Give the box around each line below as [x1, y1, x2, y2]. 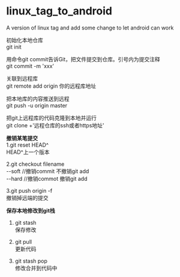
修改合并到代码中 [14, 264, 58, 272]
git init [6, 43, 22, 50]
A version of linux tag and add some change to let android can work [6, 24, 174, 31]
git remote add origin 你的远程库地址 [6, 82, 97, 90]
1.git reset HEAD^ [6, 141, 49, 148]
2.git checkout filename [6, 160, 65, 168]
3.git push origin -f [6, 187, 53, 194]
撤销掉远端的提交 [6, 194, 49, 201]
